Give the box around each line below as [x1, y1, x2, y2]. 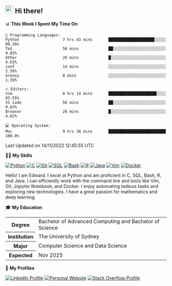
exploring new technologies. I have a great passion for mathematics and [5, 188, 158, 195]
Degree [11, 221, 30, 228]
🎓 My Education [5, 204, 42, 211]
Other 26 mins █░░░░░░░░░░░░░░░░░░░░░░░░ [5, 55, 166, 60]
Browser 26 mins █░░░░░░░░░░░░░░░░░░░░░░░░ [5, 109, 166, 114]
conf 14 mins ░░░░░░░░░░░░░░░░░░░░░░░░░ [5, 64, 166, 69]
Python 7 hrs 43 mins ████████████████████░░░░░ [5, 37, 166, 42]
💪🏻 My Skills [5, 152, 32, 158]
